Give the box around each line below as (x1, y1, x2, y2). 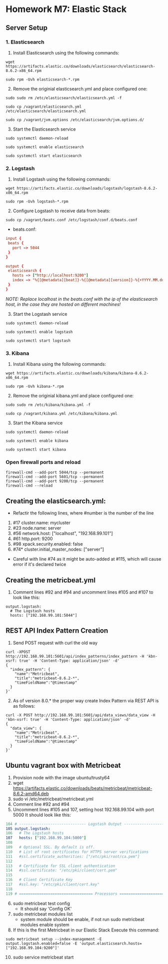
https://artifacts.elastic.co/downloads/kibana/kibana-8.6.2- (16, 371, 149, 376)
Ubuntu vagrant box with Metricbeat (5, 761, 121, 770)
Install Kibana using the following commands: (12, 361, 106, 367)
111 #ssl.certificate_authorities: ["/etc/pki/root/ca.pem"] (5, 854, 140, 859)
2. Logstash (5, 165, 35, 172)
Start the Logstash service (12, 311, 68, 317)
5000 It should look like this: (12, 812, 71, 818)
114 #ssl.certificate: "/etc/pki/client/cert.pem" (5, 868, 118, 873)
